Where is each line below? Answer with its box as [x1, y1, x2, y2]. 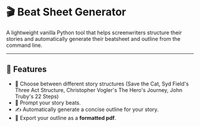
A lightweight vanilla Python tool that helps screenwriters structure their [6, 28, 182, 36]
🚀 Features [6, 64, 47, 75]
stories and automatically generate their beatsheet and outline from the [6, 35, 180, 42]
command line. [6, 42, 43, 49]
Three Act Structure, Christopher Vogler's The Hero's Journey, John [14, 86, 183, 93]
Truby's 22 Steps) [14, 93, 59, 100]
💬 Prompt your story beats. [14, 99, 82, 106]
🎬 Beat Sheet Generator [6, 5, 126, 19]
